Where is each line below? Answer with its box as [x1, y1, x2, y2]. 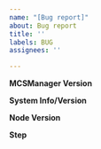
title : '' [9, 29, 46, 38]
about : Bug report [9, 21, 77, 30]
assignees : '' [9, 46, 62, 55]
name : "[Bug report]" [9, 12, 89, 22]
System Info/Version [9, 95, 87, 106]
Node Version [9, 113, 61, 123]
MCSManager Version [9, 78, 93, 89]
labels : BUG [9, 37, 53, 47]
